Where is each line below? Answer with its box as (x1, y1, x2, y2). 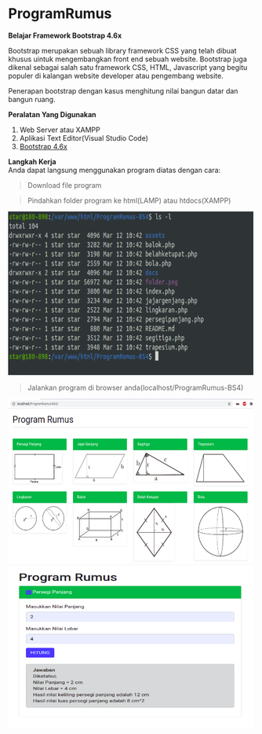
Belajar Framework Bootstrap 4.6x (8, 31, 122, 40)
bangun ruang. (8, 94, 56, 104)
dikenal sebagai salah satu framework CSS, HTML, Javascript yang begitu (8, 62, 248, 72)
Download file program (27, 180, 102, 189)
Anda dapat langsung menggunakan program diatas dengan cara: (8, 165, 221, 174)
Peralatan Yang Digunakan (8, 109, 96, 119)
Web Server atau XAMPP (19, 125, 100, 134)
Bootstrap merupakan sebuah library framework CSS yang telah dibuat (8, 46, 237, 55)
